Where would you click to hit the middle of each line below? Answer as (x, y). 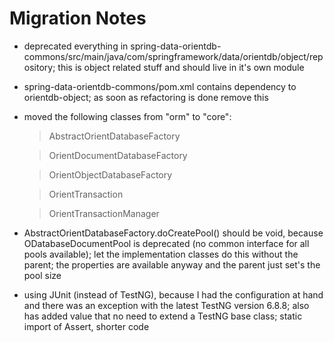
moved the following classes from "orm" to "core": (127, 116)
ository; (39, 67)
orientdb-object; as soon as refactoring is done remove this (146, 97)
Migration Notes (78, 18)
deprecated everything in (76, 46)
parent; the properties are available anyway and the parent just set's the (172, 264)
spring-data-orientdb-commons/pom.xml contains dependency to (160, 86)
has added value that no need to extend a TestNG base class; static (163, 316)
